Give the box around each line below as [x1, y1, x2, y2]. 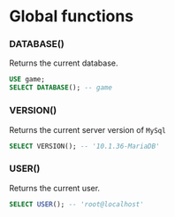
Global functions [9, 6, 134, 27]
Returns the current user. [9, 182, 100, 193]
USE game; [9, 75, 46, 84]
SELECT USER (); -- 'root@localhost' [9, 199, 144, 209]
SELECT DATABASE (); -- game [9, 83, 113, 92]
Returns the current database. [9, 58, 118, 68]
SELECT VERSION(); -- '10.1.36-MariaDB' [9, 142, 161, 151]
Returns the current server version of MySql [9, 124, 166, 135]
